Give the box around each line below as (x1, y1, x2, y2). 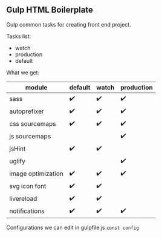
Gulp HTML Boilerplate (6, 5, 94, 15)
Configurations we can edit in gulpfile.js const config (6, 224, 139, 231)
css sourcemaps (9, 120, 56, 128)
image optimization (9, 169, 63, 178)
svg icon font (9, 182, 47, 190)
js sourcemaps (9, 132, 51, 141)
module (25, 83, 48, 91)
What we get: (6, 69, 40, 76)
